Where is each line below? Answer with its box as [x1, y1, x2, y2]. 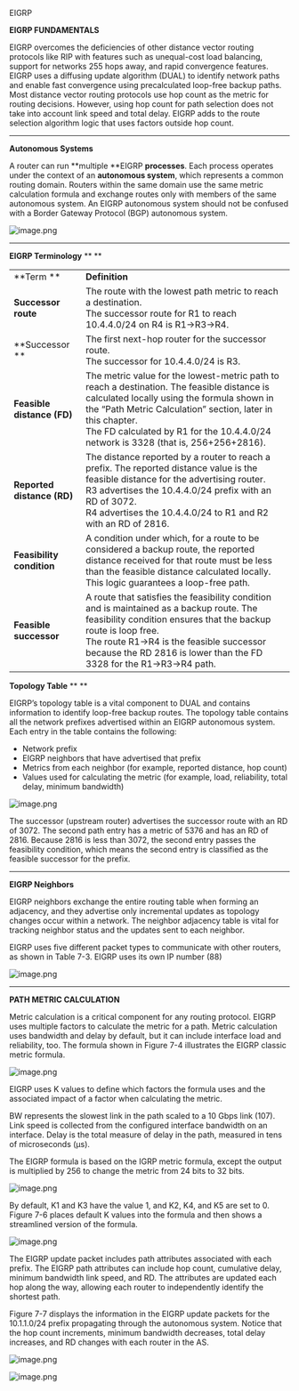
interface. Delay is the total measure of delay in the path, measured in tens [9, 1129, 283, 1140]
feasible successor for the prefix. [9, 853, 131, 864]
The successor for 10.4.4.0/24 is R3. [85, 355, 241, 368]
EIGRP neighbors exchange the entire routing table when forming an [9, 896, 259, 907]
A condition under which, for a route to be [85, 532, 260, 544]
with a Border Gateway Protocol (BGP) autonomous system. [9, 208, 229, 218]
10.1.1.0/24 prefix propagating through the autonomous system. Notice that [9, 1318, 282, 1329]
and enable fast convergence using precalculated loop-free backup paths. [9, 80, 282, 90]
